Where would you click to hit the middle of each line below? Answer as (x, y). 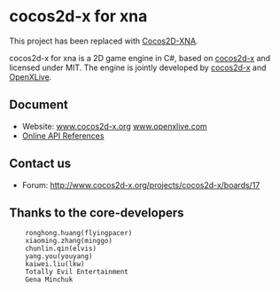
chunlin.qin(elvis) (61, 249)
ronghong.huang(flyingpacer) (79, 233)
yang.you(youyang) (59, 256)
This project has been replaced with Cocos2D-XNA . (104, 41)
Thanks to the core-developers (97, 212)
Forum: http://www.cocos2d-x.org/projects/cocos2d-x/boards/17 (141, 185)
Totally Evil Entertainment (77, 272)
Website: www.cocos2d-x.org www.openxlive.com (115, 126)
